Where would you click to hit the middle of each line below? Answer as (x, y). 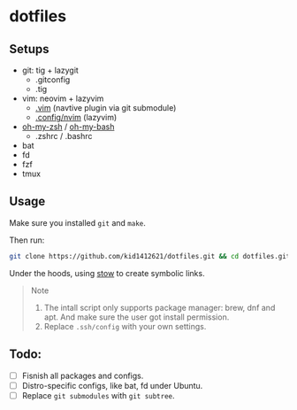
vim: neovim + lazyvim (63, 98)
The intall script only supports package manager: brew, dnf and (160, 307)
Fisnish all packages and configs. (83, 375)
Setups (30, 49)
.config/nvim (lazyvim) (76, 117)
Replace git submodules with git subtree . (98, 395)
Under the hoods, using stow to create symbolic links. (107, 273)
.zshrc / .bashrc (64, 136)
